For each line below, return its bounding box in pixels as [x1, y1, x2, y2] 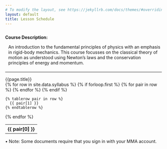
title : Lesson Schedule [5, 16, 55, 21]
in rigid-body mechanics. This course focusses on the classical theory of [8, 49, 158, 55]
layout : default [5, 12, 39, 17]
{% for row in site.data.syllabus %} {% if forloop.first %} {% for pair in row [5, 81, 158, 87]
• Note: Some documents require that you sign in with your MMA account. [5, 139, 157, 145]
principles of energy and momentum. [8, 60, 84, 66]
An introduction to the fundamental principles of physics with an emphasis [8, 44, 161, 50]
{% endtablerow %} [5, 105, 43, 110]
